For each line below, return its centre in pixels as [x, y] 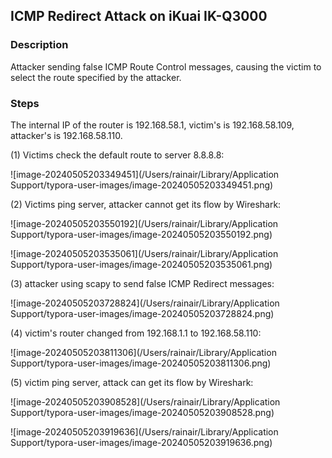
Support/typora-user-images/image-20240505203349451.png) [142, 185]
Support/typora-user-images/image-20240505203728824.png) [142, 313]
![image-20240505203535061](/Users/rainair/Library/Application [144, 253]
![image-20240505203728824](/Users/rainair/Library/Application [145, 303]
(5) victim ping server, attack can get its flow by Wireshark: [132, 382]
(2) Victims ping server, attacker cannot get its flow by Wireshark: [146, 204]
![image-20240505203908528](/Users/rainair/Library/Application [145, 401]
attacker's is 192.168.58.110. [66, 135]
